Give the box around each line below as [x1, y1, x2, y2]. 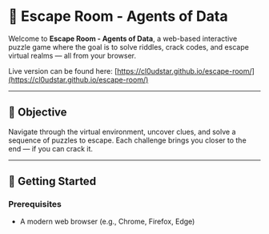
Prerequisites [8, 199, 62, 210]
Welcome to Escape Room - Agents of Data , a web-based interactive [8, 34, 238, 43]
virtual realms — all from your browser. [8, 50, 136, 60]
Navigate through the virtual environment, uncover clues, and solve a [8, 127, 236, 136]
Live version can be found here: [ [8, 66, 118, 75]
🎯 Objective [8, 106, 67, 119]
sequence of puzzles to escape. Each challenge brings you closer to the [8, 135, 247, 145]
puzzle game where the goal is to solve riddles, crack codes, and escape [8, 42, 250, 51]
